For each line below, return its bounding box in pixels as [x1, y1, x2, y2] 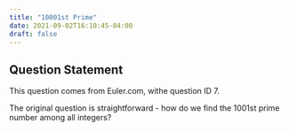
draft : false [9, 29, 58, 38]
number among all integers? [9, 112, 112, 123]
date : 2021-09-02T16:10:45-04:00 [9, 21, 133, 30]
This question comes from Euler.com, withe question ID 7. [9, 86, 221, 96]
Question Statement [9, 62, 124, 77]
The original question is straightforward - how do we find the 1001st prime [9, 103, 280, 113]
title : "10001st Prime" [9, 12, 98, 22]
